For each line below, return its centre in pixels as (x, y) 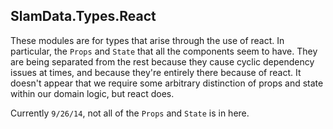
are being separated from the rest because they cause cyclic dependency (162, 61)
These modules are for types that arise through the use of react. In (147, 40)
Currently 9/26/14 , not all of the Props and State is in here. (130, 113)
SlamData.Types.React (83, 16)
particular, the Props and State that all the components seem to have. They (164, 51)
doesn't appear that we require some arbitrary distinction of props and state (167, 83)
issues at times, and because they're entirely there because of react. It (156, 72)
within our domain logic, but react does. (92, 93)
